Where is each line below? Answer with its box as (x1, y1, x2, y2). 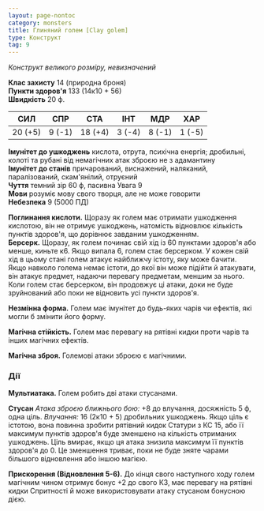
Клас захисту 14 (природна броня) (8, 78, 127, 88)
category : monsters (8, 19, 73, 27)
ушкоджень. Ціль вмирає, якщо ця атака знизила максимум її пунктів (8, 438, 244, 447)
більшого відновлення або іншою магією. (8, 454, 148, 464)
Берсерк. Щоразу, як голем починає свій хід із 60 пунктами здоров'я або (8, 238, 257, 247)
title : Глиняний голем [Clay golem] (8, 26, 128, 34)
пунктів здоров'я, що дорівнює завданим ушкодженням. (8, 230, 199, 239)
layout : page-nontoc (8, 11, 76, 20)
